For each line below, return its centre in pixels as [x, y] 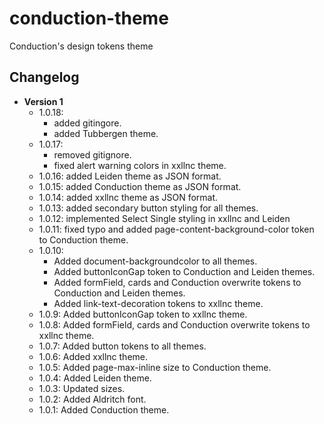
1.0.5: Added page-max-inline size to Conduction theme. [155, 367]
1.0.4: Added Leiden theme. [95, 378]
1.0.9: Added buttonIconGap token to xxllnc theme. [143, 314]
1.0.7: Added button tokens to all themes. [122, 346]
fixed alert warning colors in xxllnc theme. [140, 165]
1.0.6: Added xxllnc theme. [93, 356]
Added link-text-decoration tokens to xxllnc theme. [158, 303]
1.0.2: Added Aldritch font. [92, 399]
